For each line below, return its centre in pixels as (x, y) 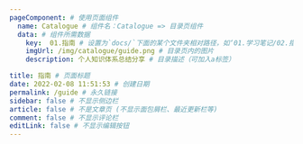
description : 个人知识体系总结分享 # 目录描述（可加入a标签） (131, 59)
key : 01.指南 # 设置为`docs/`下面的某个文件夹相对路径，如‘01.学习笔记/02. (157, 43)
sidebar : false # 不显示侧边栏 (64, 101)
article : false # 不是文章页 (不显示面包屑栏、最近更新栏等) (114, 109)
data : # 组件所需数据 (54, 34)
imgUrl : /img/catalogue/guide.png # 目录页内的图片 (120, 51)
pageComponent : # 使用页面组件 (64, 18)
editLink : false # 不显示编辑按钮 (69, 126)
